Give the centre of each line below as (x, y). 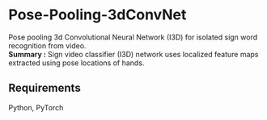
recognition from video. (47, 45)
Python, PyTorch (36, 107)
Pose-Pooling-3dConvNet (97, 15)
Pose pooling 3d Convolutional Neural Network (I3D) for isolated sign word (133, 37)
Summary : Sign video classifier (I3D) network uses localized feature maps (133, 54)
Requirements (44, 88)
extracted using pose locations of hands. (76, 63)
